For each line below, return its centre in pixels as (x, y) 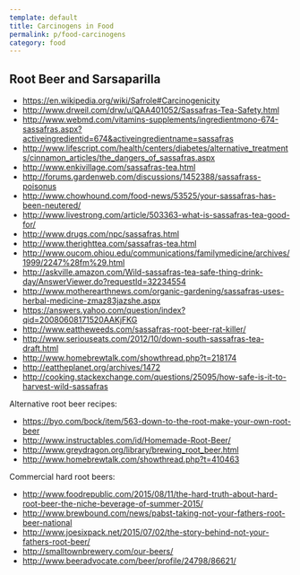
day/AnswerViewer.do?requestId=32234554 (104, 282)
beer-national (47, 523)
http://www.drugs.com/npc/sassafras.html (101, 234)
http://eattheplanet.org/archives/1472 (91, 368)
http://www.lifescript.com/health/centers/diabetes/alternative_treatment (155, 148)
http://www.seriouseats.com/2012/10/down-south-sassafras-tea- (143, 339)
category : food (38, 43)
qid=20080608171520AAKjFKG (80, 320)
